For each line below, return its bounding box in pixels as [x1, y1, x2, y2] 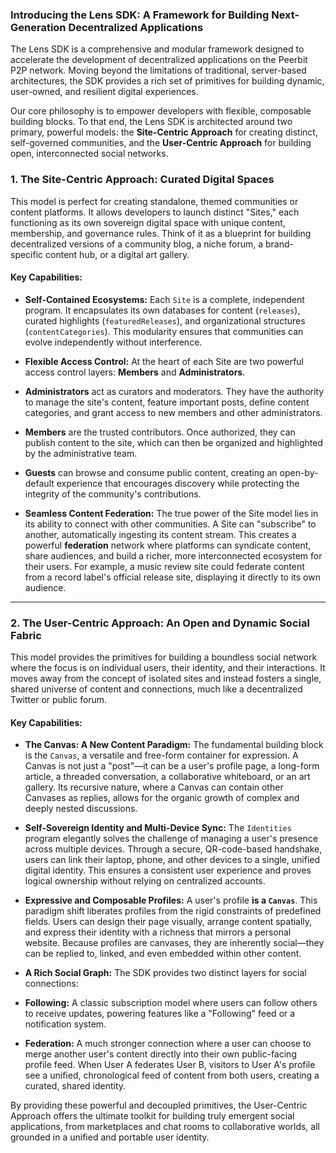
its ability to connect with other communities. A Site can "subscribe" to [24, 518, 317, 530]
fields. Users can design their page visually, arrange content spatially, [24, 916, 313, 928]
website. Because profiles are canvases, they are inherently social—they [24, 937, 325, 949]
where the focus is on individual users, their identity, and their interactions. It [10, 662, 326, 674]
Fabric [10, 628, 42, 642]
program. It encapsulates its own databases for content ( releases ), [24, 304, 301, 316]
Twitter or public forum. [10, 694, 108, 706]
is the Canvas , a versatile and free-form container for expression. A [24, 749, 299, 762]
